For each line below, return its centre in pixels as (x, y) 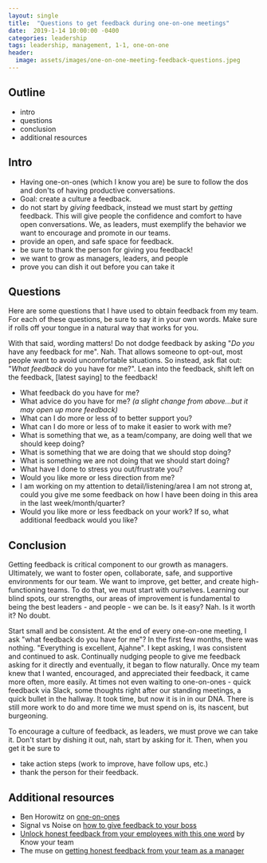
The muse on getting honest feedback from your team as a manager (132, 850)
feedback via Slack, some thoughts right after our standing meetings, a (125, 690)
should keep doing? (52, 443)
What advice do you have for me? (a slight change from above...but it (134, 401)
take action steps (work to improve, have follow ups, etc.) (114, 764)
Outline (27, 93)
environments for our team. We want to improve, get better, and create (124, 582)
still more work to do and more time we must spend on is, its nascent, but (129, 707)
